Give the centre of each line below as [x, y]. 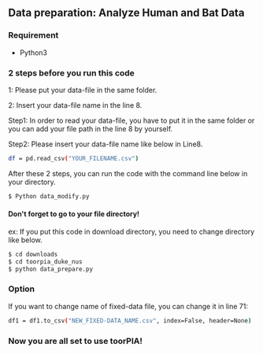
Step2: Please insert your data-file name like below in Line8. [106, 144]
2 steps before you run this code [72, 72]
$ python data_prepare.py [50, 269]
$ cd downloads [33, 254]
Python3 [33, 52]
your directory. [32, 182]
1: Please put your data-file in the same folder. [83, 90]
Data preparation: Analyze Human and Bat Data [126, 13]
